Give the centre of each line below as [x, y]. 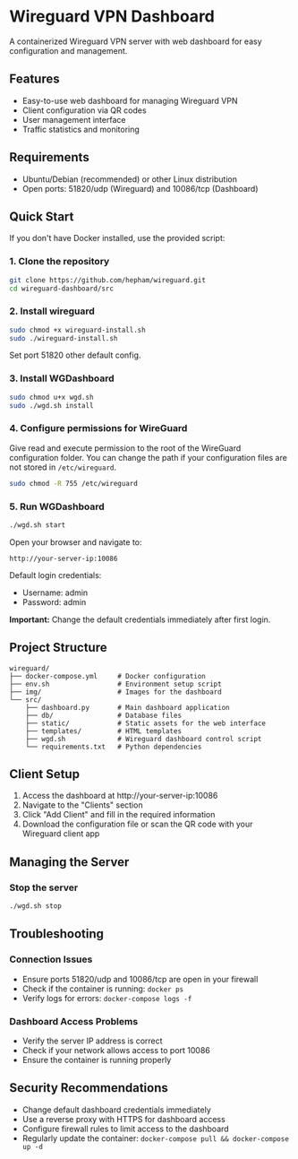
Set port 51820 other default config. [75, 355]
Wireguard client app [61, 834]
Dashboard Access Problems [74, 1021]
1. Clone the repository [60, 262]
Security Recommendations [89, 1088]
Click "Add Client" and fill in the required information [119, 815]
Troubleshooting [57, 934]
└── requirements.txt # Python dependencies [114, 747]
